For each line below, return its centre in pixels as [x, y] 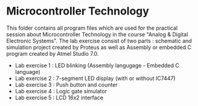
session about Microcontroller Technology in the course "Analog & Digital [97, 34]
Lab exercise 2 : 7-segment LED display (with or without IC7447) [95, 78]
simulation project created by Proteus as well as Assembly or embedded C [99, 47]
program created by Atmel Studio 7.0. [53, 53]
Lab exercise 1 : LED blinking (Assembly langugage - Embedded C [97, 65]
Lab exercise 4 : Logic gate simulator [61, 91]
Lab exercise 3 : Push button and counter [66, 84]
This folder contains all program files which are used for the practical [92, 28]
